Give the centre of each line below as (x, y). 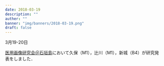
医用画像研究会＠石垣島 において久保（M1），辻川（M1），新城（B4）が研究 (80, 53)
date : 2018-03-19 (23, 10)
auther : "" (16, 19)
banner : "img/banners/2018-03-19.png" (45, 23)
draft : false (18, 28)
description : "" (22, 14)
